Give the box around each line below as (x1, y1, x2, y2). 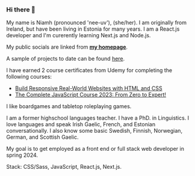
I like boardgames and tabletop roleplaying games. (6, 103, 132, 110)
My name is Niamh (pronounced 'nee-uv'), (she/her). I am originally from (6, 19, 187, 26)
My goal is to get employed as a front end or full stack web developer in (6, 145, 185, 153)
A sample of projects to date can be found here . (6, 55, 125, 62)
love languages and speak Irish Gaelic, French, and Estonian (6, 121, 155, 128)
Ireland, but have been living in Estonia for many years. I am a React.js (6, 25, 180, 32)
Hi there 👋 (6, 5, 36, 14)
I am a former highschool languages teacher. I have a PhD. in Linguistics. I (6, 114, 190, 122)
